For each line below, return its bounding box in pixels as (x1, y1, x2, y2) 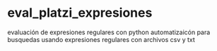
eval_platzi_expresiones (7, 5, 153, 21)
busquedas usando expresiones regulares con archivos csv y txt (7, 35, 196, 43)
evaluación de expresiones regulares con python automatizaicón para (7, 28, 211, 36)
